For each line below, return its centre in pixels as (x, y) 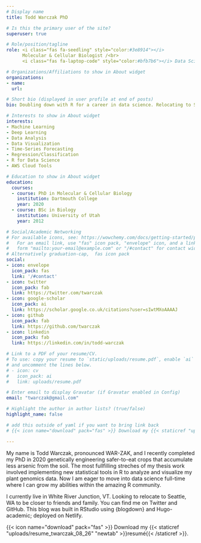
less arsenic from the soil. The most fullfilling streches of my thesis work (95, 466)
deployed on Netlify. (58, 515)
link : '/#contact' (35, 276)
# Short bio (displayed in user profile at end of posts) (80, 99)
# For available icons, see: (42, 237)
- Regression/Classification (42, 155)
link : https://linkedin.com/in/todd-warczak (68, 343)
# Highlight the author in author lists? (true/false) (76, 409)
